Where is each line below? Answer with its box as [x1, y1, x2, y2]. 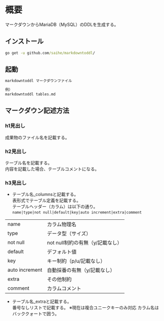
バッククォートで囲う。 [12, 311, 60, 317]
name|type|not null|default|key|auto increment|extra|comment [12, 210, 142, 215]
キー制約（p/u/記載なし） [47, 257, 106, 264]
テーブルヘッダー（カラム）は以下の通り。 [12, 204, 98, 210]
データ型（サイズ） [47, 230, 92, 237]
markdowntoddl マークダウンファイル [5, 79, 72, 84]
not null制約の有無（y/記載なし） [47, 239, 122, 246]
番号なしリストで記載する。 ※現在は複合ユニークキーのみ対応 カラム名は [12, 305, 159, 311]
